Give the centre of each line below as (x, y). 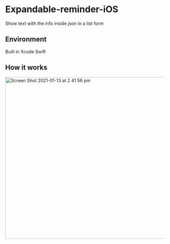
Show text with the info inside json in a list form (54, 23)
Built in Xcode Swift (26, 51)
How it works (26, 68)
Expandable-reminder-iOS (62, 9)
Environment (26, 39)
